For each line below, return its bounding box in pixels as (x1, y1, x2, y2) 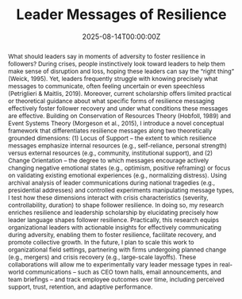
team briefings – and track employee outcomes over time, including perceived (7, 275, 225, 283)
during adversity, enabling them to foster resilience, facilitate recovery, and (7, 230, 217, 239)
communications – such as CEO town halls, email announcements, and (25, 267, 222, 276)
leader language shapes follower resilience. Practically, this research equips (7, 216, 220, 224)
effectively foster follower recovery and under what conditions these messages (7, 104, 229, 113)
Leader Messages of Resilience (16, 6, 227, 24)
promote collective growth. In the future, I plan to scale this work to (7, 238, 194, 247)
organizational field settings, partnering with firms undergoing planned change (7, 245, 227, 254)
